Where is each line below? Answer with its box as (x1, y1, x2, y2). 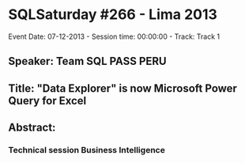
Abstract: (8, 121, 56, 135)
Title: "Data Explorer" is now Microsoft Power (8, 81, 237, 95)
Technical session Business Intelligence (8, 145, 166, 156)
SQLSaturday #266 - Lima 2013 (8, 6, 217, 24)
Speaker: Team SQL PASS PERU (8, 55, 168, 68)
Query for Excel (8, 93, 87, 108)
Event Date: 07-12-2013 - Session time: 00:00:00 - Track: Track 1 (8, 32, 220, 41)
